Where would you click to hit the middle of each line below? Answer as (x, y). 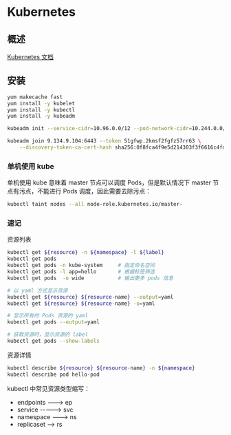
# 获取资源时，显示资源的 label (48, 335)
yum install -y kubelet (41, 103)
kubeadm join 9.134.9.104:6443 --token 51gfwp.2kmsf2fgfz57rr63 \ (104, 141)
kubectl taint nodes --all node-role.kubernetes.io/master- (95, 204)
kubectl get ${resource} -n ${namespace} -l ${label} (86, 253)
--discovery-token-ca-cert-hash (66, 148)
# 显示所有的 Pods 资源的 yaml (48, 316)
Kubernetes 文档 (30, 57)
